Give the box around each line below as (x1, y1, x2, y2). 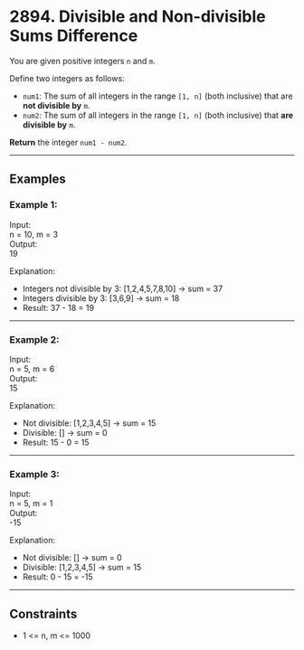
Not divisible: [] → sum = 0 (22, 552, 122, 563)
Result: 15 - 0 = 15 (22, 437, 90, 447)
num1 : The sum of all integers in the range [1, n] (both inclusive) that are (22, 90, 293, 101)
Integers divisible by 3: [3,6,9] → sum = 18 (22, 292, 180, 304)
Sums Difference (9, 25, 138, 46)
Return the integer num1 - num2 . (9, 137, 128, 147)
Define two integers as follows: (9, 72, 125, 83)
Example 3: (9, 467, 61, 480)
